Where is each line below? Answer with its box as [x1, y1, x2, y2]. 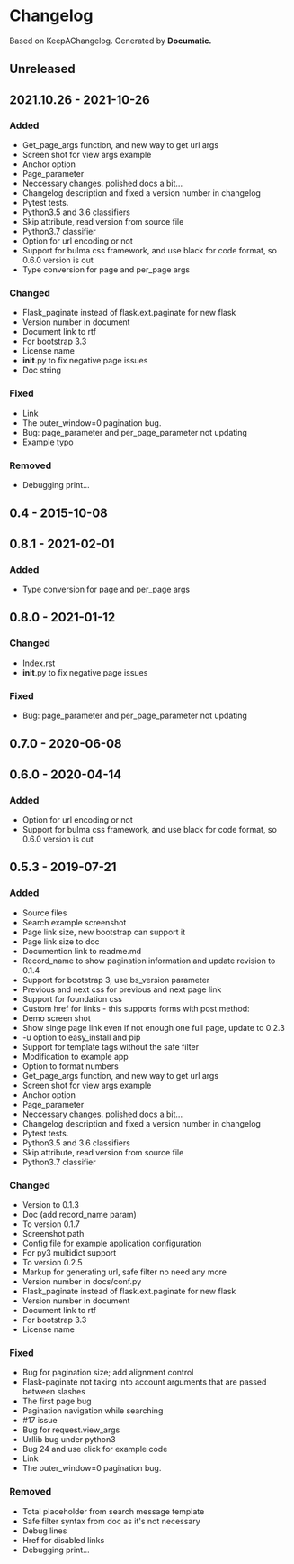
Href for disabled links [22, 1534, 105, 1545]
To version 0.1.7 [22, 1219, 81, 1229]
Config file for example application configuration [22, 1237, 202, 1249]
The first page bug [22, 1395, 92, 1407]
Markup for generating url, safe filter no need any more [22, 1266, 227, 1277]
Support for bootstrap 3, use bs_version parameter [22, 974, 210, 985]
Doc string [22, 364, 61, 375]
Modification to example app [22, 1051, 129, 1062]
